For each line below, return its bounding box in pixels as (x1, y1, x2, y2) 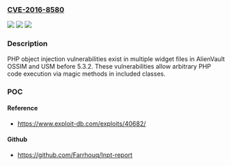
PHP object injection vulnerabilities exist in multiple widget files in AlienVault (7, 54, 225, 63)
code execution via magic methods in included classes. (7, 69, 166, 78)
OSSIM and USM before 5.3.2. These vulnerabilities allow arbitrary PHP (7, 62, 212, 70)
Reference (7, 104, 38, 113)
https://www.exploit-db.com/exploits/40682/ (17, 119, 146, 128)
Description (7, 39, 48, 49)
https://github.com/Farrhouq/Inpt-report (17, 151, 133, 159)
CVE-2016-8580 (7, 5, 65, 15)
